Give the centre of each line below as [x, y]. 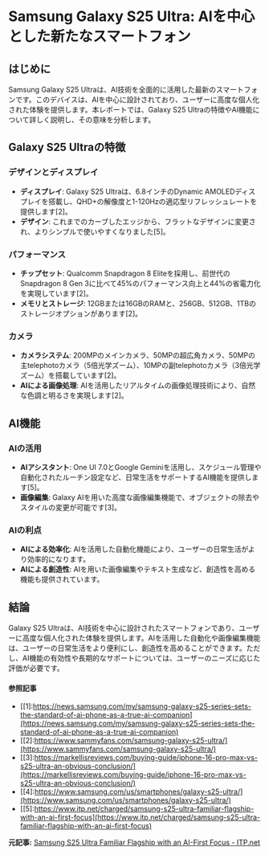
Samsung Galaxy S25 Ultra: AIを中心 [132, 16]
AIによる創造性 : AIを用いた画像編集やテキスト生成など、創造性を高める [138, 569]
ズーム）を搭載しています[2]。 [70, 375]
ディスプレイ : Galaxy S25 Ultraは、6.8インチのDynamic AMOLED [127, 191]
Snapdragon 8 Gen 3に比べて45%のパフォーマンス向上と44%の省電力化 [140, 283]
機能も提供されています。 [62, 579]
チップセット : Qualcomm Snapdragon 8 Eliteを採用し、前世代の [125, 273]
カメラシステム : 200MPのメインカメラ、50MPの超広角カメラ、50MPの [137, 355]
